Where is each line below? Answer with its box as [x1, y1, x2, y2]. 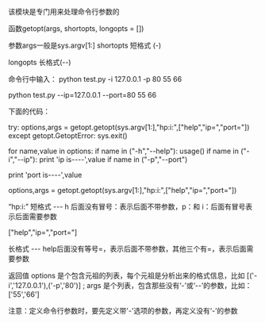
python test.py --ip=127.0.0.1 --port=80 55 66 [8, 90, 157, 99]
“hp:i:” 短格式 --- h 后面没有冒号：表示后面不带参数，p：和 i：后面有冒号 [8, 202, 246, 211]
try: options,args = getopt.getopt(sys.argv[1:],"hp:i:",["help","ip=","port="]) [8, 122, 250, 132]
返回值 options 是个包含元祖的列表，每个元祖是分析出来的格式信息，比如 [8, 271, 245, 280]
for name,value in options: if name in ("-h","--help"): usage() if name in [8, 146, 240, 156]
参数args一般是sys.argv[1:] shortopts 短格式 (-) [8, 40, 162, 50]
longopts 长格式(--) [8, 58, 71, 67]
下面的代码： [8, 106, 50, 116]
